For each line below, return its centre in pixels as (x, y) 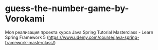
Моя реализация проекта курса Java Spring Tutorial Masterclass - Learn (79, 32)
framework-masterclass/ (30, 42)
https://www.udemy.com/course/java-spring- (94, 37)
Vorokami (25, 19)
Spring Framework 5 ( (27, 37)
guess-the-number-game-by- (67, 8)
